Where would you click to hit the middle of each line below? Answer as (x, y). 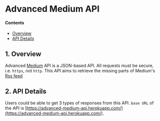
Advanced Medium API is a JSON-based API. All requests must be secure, (80, 66)
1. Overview (23, 54)
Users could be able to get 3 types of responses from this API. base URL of (80, 103)
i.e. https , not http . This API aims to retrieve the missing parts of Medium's (80, 71)
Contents (15, 22)
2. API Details (26, 91)
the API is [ (16, 108)
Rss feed (14, 76)
